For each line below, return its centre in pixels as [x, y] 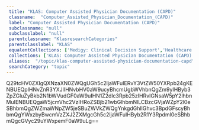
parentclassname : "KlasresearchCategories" [63, 39]
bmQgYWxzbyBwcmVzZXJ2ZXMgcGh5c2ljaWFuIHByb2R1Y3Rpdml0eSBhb [98, 115]
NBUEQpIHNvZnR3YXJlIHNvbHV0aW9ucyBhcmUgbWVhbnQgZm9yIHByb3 [98, 90]
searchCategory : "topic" [39, 66]
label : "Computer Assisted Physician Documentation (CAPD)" [84, 22]
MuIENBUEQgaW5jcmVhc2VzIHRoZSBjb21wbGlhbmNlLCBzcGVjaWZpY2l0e [98, 102]
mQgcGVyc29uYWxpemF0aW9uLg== [52, 121]
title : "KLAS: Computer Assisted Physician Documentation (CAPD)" [92, 12]
